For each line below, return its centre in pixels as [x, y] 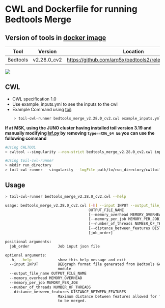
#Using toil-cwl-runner [29, 161]
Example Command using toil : [42, 109]
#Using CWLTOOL [21, 147]
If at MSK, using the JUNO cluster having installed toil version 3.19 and [78, 128]
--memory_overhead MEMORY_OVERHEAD [46, 278]
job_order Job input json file [55, 246]
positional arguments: [28, 242]
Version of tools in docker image [56, 38]
